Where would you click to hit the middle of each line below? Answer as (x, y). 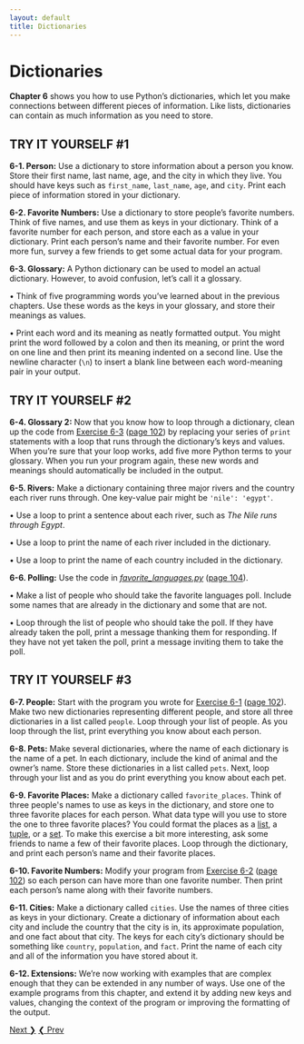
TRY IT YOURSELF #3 (71, 680)
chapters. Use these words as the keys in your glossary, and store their (142, 306)
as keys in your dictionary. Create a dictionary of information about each (144, 917)
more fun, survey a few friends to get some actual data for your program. (146, 252)
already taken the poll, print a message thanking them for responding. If (143, 632)
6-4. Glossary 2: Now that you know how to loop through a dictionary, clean (152, 423)
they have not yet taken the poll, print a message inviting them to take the (147, 642)
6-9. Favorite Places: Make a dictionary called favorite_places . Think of (146, 795)
